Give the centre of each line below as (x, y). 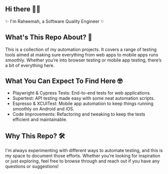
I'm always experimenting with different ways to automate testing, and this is (84, 150)
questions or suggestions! (32, 166)
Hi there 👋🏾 (23, 9)
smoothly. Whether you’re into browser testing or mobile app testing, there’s (83, 60)
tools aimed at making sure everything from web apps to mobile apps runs (82, 54)
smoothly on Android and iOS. (43, 109)
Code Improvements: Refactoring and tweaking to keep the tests (79, 114)
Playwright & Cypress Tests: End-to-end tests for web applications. (81, 93)
